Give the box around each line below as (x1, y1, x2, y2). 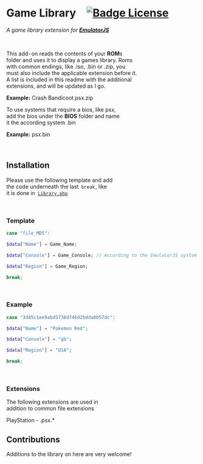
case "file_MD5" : (6, 230, 50, 237)
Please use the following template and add (6, 176, 113, 184)
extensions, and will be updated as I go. (6, 82, 106, 90)
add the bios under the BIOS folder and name (6, 112, 120, 120)
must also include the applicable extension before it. (6, 69, 137, 76)
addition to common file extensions (6, 405, 94, 412)
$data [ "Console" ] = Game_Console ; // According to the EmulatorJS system (6, 252, 198, 259)
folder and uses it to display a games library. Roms (6, 56, 132, 63)
